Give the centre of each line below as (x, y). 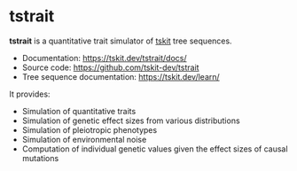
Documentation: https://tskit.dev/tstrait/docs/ (104, 58)
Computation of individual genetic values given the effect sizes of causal (155, 149)
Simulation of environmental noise (84, 139)
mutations (40, 158)
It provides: (30, 94)
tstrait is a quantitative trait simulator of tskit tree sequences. (121, 41)
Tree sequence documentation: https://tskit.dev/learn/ (121, 76)
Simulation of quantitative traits (79, 111)
